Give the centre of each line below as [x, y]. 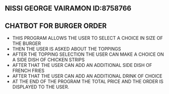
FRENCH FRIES [28, 70]
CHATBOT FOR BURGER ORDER [56, 26]
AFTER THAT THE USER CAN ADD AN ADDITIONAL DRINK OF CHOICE [87, 76]
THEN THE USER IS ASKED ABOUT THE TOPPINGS [67, 49]
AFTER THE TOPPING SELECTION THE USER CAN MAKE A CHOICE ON [88, 54]
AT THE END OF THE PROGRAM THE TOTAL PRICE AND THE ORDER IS [88, 82]
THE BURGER [27, 43]
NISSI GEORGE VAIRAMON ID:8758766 [68, 8]
